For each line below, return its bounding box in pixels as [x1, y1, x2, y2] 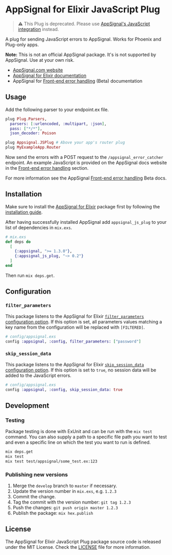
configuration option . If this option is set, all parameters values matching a [5, 318, 162, 325]
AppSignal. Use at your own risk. [5, 57, 74, 63]
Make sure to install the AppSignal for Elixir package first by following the [5, 203, 160, 209]
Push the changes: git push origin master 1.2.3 [12, 505, 118, 511]
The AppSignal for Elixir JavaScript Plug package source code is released [5, 539, 161, 545]
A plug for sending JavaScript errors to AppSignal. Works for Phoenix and [5, 36, 162, 42]
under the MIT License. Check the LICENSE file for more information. [5, 544, 151, 550]
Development [5, 401, 50, 410]
